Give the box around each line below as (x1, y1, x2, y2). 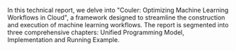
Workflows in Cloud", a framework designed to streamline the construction (7, 13, 225, 22)
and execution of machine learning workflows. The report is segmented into (7, 21, 229, 29)
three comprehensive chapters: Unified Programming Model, (7, 28, 185, 36)
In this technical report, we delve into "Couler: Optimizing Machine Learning (7, 6, 229, 14)
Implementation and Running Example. (7, 36, 120, 44)
